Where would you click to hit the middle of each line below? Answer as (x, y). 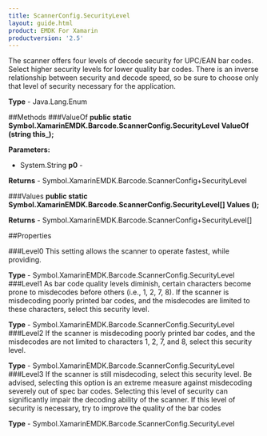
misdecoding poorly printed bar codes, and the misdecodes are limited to (129, 301)
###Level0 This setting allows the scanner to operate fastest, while (119, 251)
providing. (25, 260)
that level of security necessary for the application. (92, 86)
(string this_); (31, 134)
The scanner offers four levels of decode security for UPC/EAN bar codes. (131, 61)
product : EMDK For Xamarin (53, 30)
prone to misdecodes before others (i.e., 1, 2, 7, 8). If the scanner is (119, 292)
